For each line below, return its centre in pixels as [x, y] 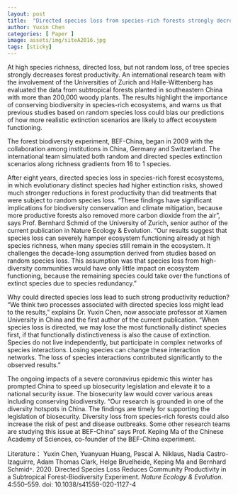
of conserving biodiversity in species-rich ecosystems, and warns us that [114, 105]
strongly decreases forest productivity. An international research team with [117, 75]
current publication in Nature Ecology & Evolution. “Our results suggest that [117, 230]
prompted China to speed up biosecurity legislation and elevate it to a [109, 386]
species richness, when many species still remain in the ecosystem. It [109, 245]
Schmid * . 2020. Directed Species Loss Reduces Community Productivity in [117, 469]
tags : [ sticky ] [30, 47]
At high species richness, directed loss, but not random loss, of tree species [118, 67]
